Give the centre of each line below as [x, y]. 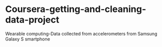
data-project [32, 20]
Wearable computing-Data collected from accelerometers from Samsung [81, 33]
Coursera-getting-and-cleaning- [76, 9]
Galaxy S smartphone [28, 39]
